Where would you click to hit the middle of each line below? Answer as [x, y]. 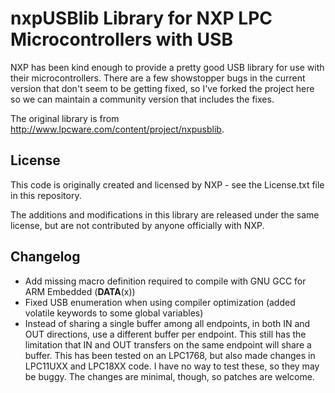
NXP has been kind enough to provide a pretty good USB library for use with [167, 67]
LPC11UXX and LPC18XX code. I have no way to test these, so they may [172, 366]
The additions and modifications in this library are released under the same [165, 214]
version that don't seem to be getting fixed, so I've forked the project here [162, 88]
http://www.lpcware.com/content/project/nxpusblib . [117, 129]
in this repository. [46, 195]
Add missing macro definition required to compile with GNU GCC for [165, 281]
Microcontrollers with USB [121, 39]
